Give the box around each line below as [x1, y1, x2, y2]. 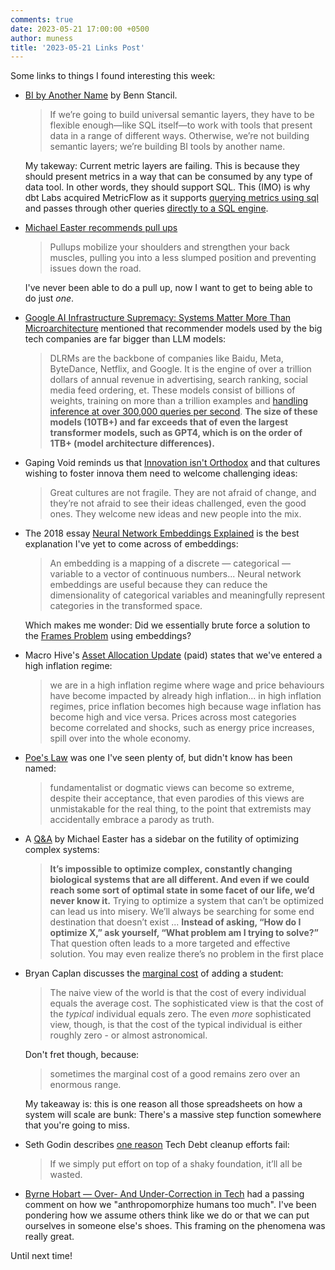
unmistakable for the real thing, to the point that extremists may [49, 803, 312, 815]
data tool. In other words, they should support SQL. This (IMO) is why [24, 181, 311, 193]
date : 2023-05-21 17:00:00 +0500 [10, 24, 150, 34]
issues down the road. [49, 262, 142, 275]
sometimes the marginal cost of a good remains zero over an [49, 1068, 301, 1080]
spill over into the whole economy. [49, 732, 192, 745]
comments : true [10, 14, 74, 25]
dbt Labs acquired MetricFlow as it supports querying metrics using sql [24, 192, 319, 204]
